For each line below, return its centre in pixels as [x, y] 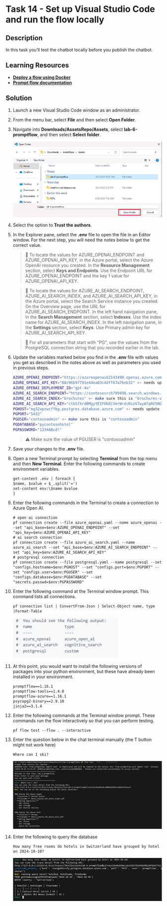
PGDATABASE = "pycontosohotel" [43, 425]
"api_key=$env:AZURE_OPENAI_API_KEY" [52, 533]
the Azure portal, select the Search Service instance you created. [92, 301]
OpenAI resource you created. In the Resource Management [87, 266]
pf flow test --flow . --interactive [52, 730]
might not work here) [34, 745]
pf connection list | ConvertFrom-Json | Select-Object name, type [84, 606]
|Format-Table [27, 611]
